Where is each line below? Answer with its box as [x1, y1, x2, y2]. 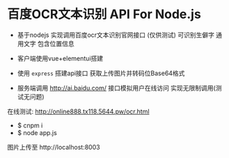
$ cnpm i [17, 121, 43, 129]
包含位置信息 [37, 39, 74, 47]
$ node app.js [17, 128, 57, 136]
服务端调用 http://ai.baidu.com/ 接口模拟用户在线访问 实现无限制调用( [17, 84, 216, 92]
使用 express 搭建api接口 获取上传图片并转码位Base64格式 [17, 69, 185, 77]
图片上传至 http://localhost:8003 [7, 143, 100, 151]
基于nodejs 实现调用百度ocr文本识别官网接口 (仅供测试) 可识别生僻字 [17, 31, 214, 39]
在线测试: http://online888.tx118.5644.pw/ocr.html [7, 107, 150, 116]
